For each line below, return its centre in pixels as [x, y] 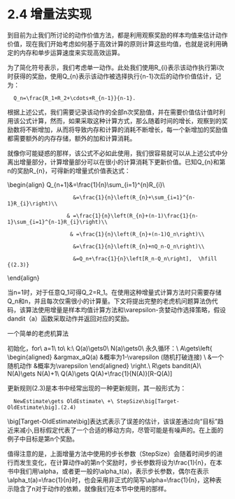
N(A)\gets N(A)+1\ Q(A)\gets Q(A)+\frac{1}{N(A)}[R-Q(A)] [90, 373]
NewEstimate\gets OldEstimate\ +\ [64, 401]
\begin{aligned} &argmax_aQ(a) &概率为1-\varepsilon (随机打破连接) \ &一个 [116, 357]
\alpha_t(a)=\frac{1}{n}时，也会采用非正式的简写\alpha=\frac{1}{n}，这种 [112, 479]
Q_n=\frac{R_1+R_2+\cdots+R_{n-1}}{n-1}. [75, 98]
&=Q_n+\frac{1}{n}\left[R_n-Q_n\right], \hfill [145, 259]
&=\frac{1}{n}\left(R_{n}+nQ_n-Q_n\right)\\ [139, 246]
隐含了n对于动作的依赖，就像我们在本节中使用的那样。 [92, 489]
